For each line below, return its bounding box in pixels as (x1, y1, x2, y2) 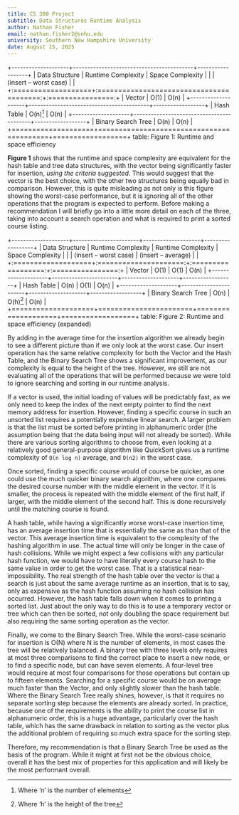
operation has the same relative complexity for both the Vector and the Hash (7, 349, 231, 357)
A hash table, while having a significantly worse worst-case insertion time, (7, 519, 225, 527)
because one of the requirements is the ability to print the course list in (7, 706, 215, 715)
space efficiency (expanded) (7, 320, 92, 328)
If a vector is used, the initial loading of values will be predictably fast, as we (7, 393, 231, 401)
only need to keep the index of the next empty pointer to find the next (7, 400, 211, 409)
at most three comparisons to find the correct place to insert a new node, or (7, 653, 230, 662)
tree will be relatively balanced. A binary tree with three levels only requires (7, 646, 228, 655)
